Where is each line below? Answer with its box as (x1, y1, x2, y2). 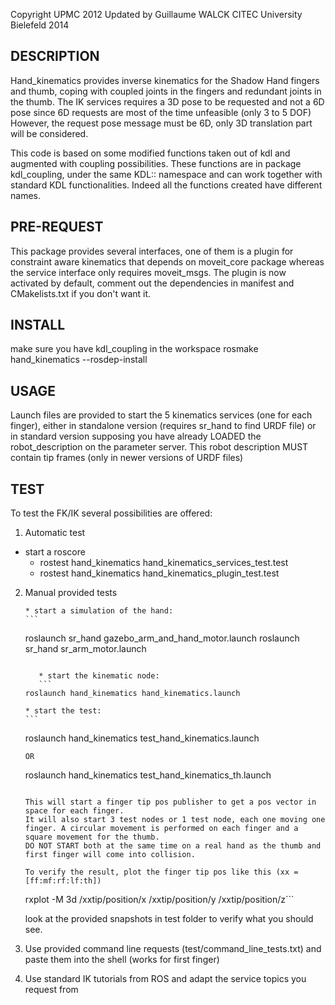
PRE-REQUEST (10, 219, 104, 236)
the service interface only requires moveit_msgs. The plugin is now (10, 266, 287, 278)
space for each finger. (24, 806, 125, 816)
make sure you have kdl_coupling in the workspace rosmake (10, 343, 259, 355)
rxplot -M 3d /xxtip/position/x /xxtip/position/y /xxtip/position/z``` (24, 894, 295, 906)
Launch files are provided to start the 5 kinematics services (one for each (10, 409, 313, 421)
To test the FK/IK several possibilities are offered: (10, 507, 213, 519)
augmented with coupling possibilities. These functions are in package (10, 157, 302, 169)
